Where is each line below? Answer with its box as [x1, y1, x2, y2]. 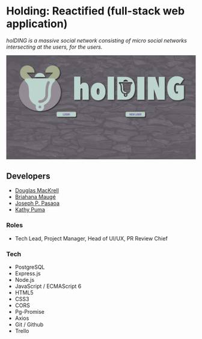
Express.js [14, 269, 41, 277]
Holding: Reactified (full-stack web [6, 4, 185, 18]
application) [6, 17, 68, 31]
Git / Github [14, 320, 44, 328]
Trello [14, 327, 29, 334]
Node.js [14, 276, 35, 283]
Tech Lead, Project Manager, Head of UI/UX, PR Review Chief [14, 234, 168, 242]
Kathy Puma [14, 206, 45, 213]
